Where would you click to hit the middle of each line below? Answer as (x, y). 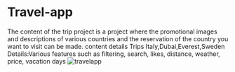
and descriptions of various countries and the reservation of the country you (118, 38)
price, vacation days (37, 61)
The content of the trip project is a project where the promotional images (112, 31)
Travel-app (40, 12)
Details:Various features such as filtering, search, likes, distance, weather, (114, 54)
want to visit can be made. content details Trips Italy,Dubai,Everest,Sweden (116, 46)
